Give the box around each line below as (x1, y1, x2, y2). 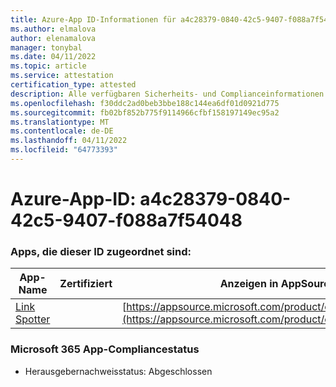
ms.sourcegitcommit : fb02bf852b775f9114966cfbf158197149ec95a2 (10, 107, 280, 118)
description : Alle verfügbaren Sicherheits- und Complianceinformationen (10, 89, 325, 99)
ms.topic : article (10, 61, 87, 71)
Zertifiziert (59, 277, 113, 291)
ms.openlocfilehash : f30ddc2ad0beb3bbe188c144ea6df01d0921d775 (10, 98, 280, 108)
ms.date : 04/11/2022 (10, 52, 97, 62)
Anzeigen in (219, 277, 279, 291)
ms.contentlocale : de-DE (10, 126, 114, 136)
